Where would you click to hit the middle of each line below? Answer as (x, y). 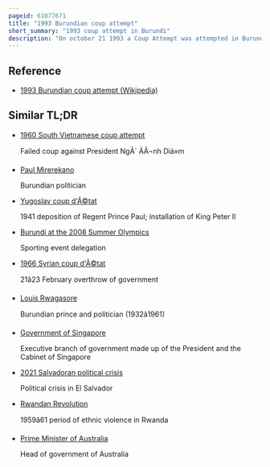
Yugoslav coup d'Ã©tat (59, 200)
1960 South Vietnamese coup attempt (82, 134)
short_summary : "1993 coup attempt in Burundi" (90, 31)
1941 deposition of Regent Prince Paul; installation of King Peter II (128, 216)
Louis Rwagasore (49, 298)
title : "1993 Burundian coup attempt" (73, 23)
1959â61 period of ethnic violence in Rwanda (94, 419)
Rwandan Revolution (54, 403)
